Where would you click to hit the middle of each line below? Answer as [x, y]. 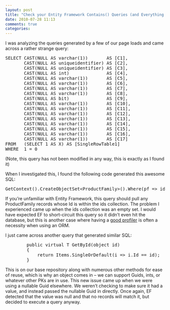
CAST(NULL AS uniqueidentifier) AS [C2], [76, 63]
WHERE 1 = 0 [22, 149]
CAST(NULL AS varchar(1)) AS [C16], [77, 134]
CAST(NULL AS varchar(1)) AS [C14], [77, 124]
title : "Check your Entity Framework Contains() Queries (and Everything [85, 15]
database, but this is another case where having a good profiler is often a [81, 220]
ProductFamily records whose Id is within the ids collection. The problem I [82, 204]
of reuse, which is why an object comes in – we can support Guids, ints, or [83, 275]
